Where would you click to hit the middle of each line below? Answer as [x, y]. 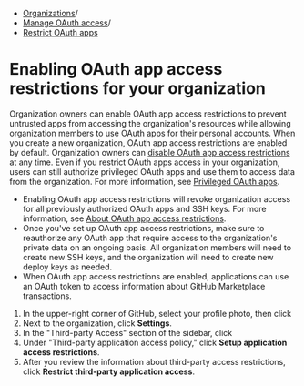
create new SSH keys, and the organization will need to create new [148, 257]
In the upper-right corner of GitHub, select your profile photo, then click [157, 313]
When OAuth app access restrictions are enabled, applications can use [156, 276]
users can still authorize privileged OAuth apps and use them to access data [152, 171]
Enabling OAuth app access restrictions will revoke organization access [157, 198]
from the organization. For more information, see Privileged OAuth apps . [145, 181]
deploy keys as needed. [67, 267]
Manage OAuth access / [66, 23]
